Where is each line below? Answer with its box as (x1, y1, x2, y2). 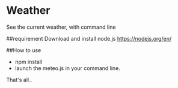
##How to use (6, 46, 41, 54)
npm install (14, 58, 43, 65)
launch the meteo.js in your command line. (14, 64, 120, 72)
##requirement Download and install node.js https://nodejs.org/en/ (6, 35, 172, 42)
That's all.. (6, 76, 32, 83)
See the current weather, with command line (6, 23, 116, 31)
